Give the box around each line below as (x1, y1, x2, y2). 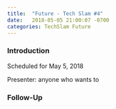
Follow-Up (7, 92, 43, 102)
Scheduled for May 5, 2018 (7, 62, 84, 70)
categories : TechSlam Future (7, 23, 91, 30)
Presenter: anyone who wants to (7, 75, 99, 83)
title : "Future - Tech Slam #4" (7, 10, 104, 17)
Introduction (7, 46, 50, 56)
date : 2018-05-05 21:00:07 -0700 (7, 17, 110, 24)
